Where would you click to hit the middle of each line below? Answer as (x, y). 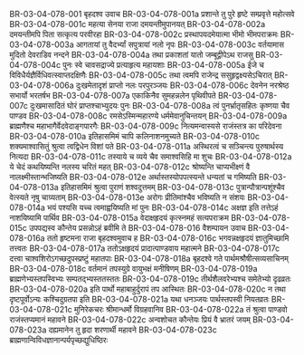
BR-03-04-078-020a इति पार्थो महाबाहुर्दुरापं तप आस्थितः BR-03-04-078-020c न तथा (148, 289)
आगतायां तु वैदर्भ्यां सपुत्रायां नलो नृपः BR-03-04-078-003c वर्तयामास (180, 44)
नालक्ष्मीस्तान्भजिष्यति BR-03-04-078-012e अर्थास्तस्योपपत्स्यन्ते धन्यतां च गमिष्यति (133, 177)
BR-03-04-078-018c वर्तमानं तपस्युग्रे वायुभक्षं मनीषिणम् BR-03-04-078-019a (133, 269)
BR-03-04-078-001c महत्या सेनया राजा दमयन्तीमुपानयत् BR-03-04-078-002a (138, 24)
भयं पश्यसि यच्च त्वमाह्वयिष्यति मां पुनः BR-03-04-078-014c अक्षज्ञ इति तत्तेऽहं (162, 207)
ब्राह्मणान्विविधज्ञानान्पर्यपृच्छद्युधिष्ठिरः (59, 340)
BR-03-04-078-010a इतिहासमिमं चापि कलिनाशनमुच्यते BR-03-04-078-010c (135, 136)
